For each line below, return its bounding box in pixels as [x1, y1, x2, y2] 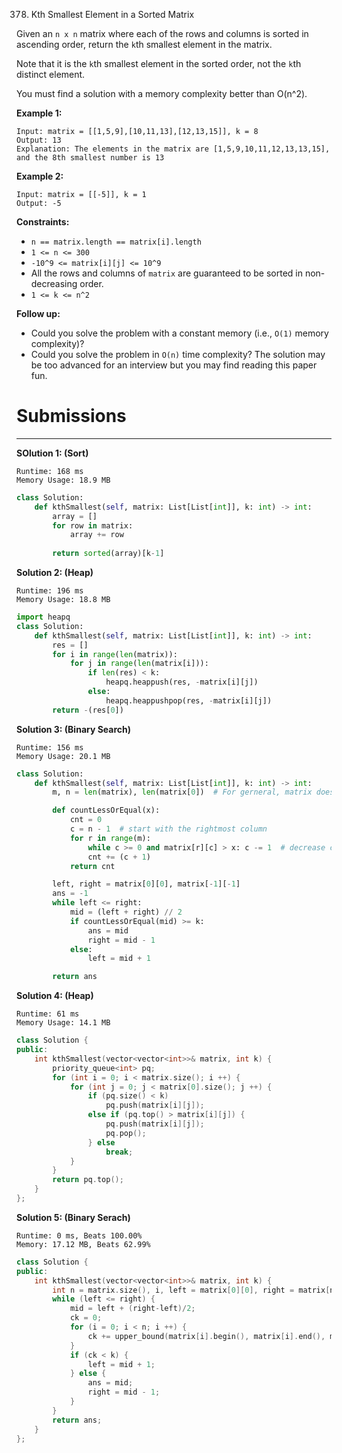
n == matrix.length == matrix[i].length [30, 237, 202, 247]
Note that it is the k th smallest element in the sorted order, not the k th [16, 58, 302, 69]
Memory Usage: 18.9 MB [16, 475, 111, 485]
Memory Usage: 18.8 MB [16, 595, 111, 605]
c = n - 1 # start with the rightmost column [69, 824, 268, 834]
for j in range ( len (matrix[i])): [69, 659, 209, 669]
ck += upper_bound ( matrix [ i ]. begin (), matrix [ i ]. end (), [87, 1331, 326, 1341]
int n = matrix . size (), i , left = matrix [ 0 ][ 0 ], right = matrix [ [52, 1285, 331, 1295]
